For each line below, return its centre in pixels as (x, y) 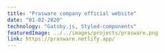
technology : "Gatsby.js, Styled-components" (72, 26)
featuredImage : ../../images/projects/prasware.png (82, 33)
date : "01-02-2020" (35, 20)
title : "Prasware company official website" (72, 13)
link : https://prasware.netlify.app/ (61, 39)
